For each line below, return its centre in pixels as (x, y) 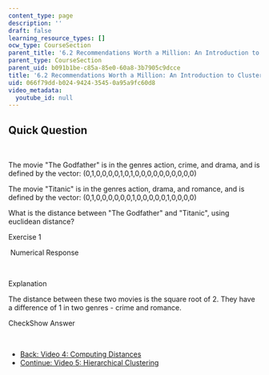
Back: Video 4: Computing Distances (80, 354)
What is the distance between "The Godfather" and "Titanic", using (119, 213)
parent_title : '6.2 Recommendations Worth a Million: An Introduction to (134, 53)
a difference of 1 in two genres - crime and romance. (95, 308)
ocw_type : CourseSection (50, 46)
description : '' (35, 23)
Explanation (28, 284)
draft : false (30, 30)
